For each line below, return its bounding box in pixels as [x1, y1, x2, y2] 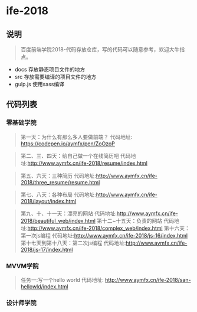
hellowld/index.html [20, 282, 68, 290]
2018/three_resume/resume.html [20, 178, 100, 186]
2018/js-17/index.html [20, 246, 73, 253]
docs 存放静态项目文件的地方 [14, 66, 86, 73]
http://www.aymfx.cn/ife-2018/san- [105, 276, 191, 283]
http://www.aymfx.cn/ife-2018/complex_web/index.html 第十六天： [27, 225, 191, 232]
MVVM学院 [6, 262, 39, 270]
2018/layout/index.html [20, 197, 77, 204]
